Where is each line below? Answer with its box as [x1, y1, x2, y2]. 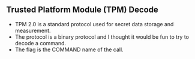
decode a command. [14, 39, 67, 46]
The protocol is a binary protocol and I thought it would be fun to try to [14, 33, 190, 41]
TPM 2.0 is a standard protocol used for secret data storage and [14, 20, 174, 27]
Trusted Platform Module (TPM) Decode [6, 5, 159, 15]
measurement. [14, 27, 51, 34]
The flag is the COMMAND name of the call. [14, 46, 124, 53]
